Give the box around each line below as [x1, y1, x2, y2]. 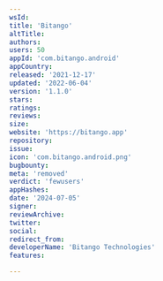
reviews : [9, 111, 41, 120]
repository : [9, 136, 53, 145]
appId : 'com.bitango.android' [9, 54, 121, 63]
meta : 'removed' [9, 169, 69, 178]
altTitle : [9, 29, 46, 38]
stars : [9, 95, 33, 104]
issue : [9, 144, 33, 153]
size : [9, 120, 29, 129]
